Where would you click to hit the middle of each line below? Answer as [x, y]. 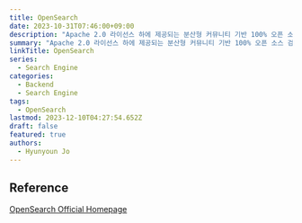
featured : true [38, 135]
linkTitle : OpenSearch [52, 51]
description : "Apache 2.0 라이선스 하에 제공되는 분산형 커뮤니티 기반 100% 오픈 [147, 34]
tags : [19, 101]
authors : [26, 143]
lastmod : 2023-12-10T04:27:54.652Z [76, 118]
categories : [31, 76]
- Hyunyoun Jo [44, 151]
